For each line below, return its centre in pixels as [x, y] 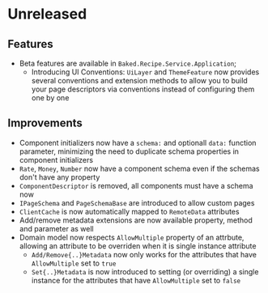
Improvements [45, 123]
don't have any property [60, 177]
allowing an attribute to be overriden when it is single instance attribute [138, 246]
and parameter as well [56, 228]
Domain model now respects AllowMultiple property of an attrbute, [132, 237]
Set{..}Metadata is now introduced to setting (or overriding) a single [145, 271]
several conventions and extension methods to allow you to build [139, 81]
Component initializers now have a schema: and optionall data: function [138, 142]
